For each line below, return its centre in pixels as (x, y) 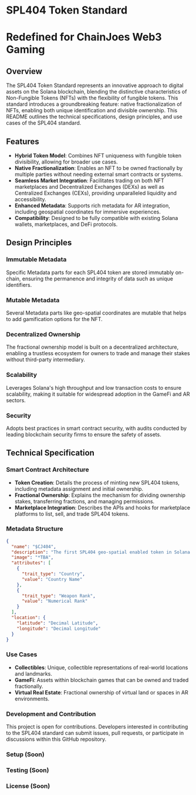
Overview (24, 71)
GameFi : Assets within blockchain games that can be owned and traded (102, 680)
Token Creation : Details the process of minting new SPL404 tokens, (97, 482)
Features (23, 141)
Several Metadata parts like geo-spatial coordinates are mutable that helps (96, 313)
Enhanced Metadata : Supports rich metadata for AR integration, (92, 206)
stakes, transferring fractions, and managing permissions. (85, 501)
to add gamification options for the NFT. (54, 319)
